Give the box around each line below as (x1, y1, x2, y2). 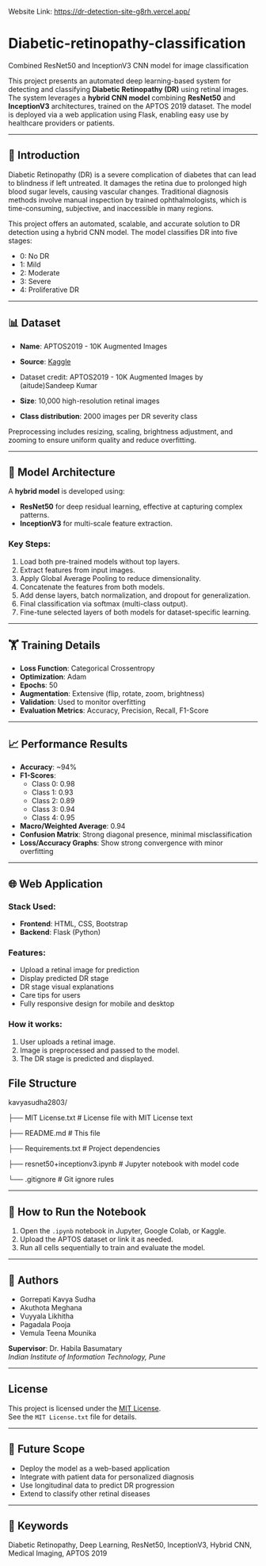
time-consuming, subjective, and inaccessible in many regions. (8, 203, 214, 213)
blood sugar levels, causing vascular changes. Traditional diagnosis (8, 187, 229, 196)
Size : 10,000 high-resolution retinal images (19, 396, 160, 406)
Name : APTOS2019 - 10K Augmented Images (19, 341, 168, 351)
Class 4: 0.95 (31, 813, 75, 822)
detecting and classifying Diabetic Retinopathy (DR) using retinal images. (8, 84, 249, 94)
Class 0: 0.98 (31, 779, 75, 789)
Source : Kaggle (19, 356, 71, 366)
